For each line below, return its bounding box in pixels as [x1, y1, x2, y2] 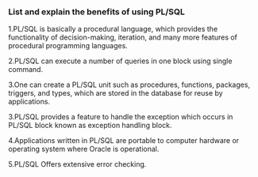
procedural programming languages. [8, 41, 129, 51]
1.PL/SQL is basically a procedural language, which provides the [8, 24, 218, 34]
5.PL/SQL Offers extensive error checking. [8, 160, 147, 169]
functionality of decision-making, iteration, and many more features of [8, 32, 238, 42]
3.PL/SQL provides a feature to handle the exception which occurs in [8, 112, 233, 122]
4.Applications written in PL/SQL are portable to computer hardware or [8, 136, 240, 145]
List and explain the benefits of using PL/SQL [8, 6, 185, 17]
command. [8, 65, 44, 74]
